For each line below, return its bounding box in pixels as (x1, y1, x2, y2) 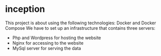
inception (5, 3, 46, 15)
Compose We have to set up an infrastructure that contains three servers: (5, 25, 156, 31)
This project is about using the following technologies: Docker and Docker (5, 20, 156, 26)
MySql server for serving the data (12, 45, 81, 51)
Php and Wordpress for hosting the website (12, 35, 102, 41)
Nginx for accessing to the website (12, 40, 84, 46)
